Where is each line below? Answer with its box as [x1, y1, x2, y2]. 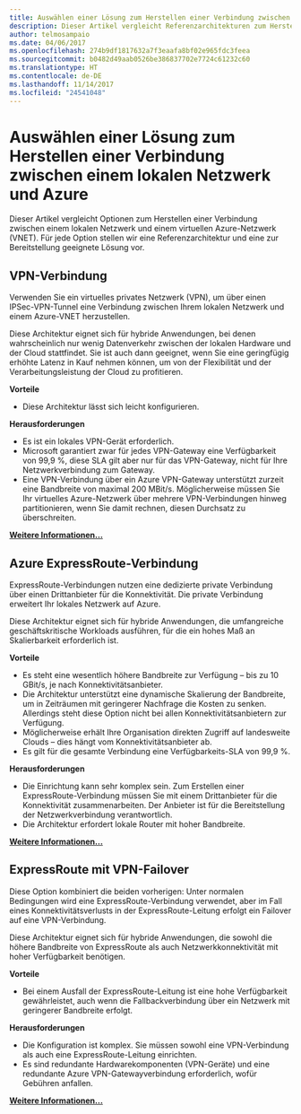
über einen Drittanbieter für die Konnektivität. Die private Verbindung [9, 589, 263, 600]
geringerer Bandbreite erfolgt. [21, 1005, 133, 1015]
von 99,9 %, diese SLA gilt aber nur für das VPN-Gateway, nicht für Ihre [21, 455, 288, 466]
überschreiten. [21, 512, 77, 523]
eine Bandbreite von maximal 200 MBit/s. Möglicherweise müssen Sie [21, 483, 280, 494]
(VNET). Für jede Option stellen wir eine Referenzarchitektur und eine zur [9, 232, 279, 243]
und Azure [9, 184, 89, 205]
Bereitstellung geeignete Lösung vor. [9, 242, 145, 253]
